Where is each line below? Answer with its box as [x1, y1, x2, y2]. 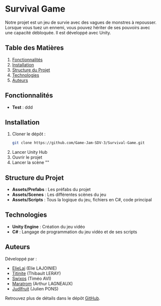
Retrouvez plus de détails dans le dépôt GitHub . [5, 295, 100, 301]
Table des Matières [5, 44, 64, 52]
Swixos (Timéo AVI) [12, 275, 52, 281]
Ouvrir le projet [12, 154, 43, 161]
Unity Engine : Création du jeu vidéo [12, 224, 85, 229]
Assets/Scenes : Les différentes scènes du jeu [12, 192, 107, 197]
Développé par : [5, 256, 37, 261]
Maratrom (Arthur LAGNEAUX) [12, 280, 73, 287]
